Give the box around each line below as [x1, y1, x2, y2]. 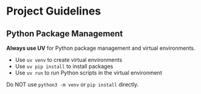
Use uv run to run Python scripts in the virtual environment [15, 69, 162, 76]
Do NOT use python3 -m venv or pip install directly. [6, 81, 139, 88]
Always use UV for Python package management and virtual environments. [6, 44, 196, 52]
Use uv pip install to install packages [15, 62, 114, 70]
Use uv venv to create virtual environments [15, 56, 123, 63]
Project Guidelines [6, 4, 101, 18]
